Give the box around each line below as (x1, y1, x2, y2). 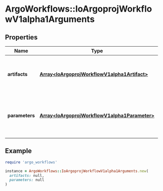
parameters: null (9, 177, 45, 183)
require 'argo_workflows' (5, 159, 57, 165)
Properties (5, 33, 38, 41)
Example (5, 147, 32, 155)
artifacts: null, (9, 173, 45, 178)
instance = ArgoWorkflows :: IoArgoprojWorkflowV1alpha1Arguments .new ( (5, 169, 149, 174)
